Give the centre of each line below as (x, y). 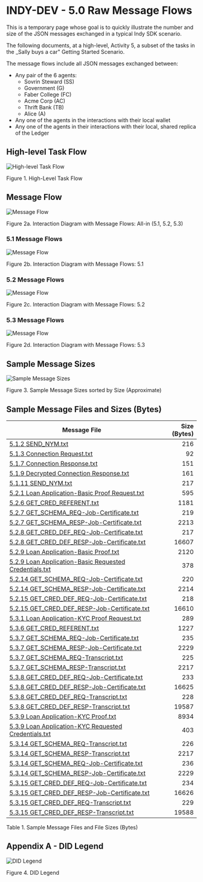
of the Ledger (32, 133)
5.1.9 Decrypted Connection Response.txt (69, 474)
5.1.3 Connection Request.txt (51, 454)
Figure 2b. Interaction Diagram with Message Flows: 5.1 (75, 264)
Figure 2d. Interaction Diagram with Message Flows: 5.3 (76, 345)
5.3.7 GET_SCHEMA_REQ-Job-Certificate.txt (74, 638)
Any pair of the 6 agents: (46, 75)
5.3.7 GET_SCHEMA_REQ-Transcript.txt (66, 658)
